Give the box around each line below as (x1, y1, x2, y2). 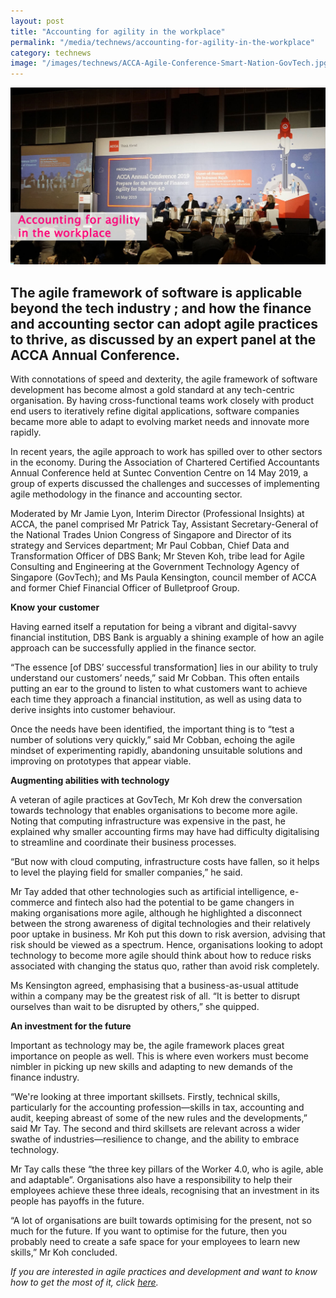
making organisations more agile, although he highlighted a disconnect (10, 906, 303, 919)
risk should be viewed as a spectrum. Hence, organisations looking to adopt (10, 938, 323, 950)
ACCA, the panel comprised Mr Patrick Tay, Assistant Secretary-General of (10, 518, 319, 530)
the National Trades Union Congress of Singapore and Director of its (10, 528, 292, 540)
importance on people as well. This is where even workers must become (10, 1050, 309, 1062)
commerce (10, 896, 55, 908)
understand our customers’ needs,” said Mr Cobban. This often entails (10, 671, 300, 684)
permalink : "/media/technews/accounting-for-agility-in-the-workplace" (10, 37, 315, 47)
